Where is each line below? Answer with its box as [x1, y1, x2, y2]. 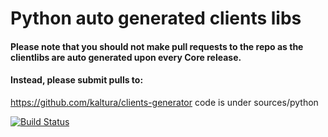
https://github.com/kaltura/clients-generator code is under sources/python [10, 96, 319, 108]
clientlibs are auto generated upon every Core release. [10, 51, 242, 63]
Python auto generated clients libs [10, 7, 302, 30]
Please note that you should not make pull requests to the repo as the [10, 40, 304, 52]
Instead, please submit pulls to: [10, 74, 144, 86]
